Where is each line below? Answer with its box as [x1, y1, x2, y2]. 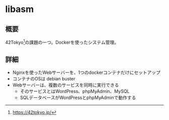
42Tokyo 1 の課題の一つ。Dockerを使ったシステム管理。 [5, 39, 119, 45]
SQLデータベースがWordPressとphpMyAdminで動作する [20, 94, 136, 101]
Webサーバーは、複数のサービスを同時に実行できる [12, 82, 119, 88]
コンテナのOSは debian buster [12, 76, 75, 82]
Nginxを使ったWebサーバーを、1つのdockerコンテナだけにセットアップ [12, 69, 161, 76]
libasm [5, 4, 34, 15]
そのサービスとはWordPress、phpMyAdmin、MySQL [20, 88, 130, 94]
